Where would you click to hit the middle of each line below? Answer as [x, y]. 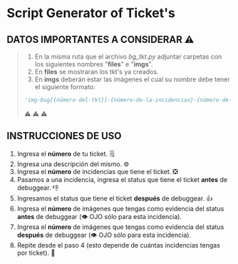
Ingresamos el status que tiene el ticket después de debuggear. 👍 [115, 198]
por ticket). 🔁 [36, 253]
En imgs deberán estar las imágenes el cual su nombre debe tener [133, 79]
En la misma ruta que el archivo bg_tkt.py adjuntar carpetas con [128, 56]
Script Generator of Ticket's [91, 13]
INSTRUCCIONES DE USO [64, 136]
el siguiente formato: [65, 87]
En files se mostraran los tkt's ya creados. [97, 72]
